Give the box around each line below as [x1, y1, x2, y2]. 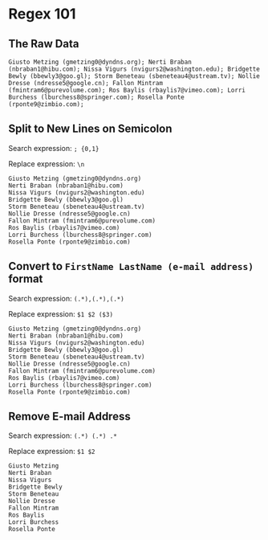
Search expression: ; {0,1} [8, 143, 99, 153]
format [8, 272, 43, 286]
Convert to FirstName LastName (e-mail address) [8, 260, 254, 273]
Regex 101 [8, 5, 76, 23]
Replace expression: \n [8, 158, 85, 169]
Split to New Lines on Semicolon [8, 122, 173, 136]
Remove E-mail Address [8, 410, 131, 423]
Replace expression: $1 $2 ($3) [8, 309, 114, 318]
